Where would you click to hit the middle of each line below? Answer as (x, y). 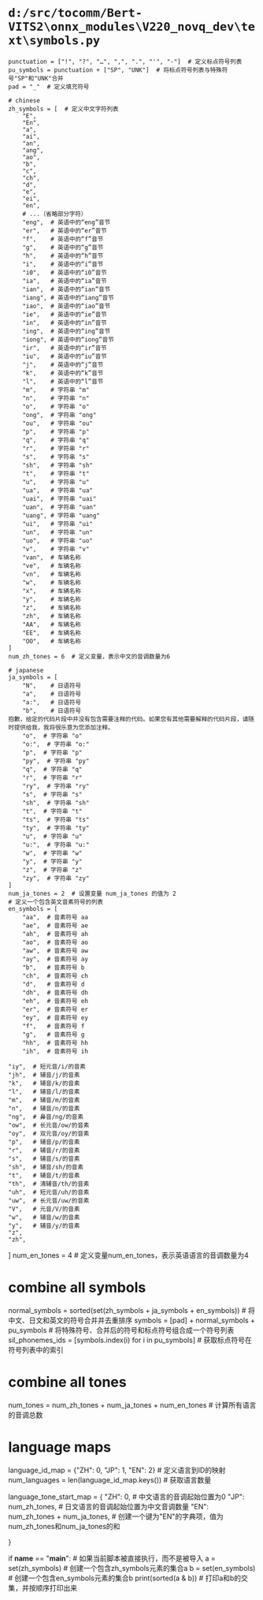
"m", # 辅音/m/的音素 (44, 1100)
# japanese (26, 670)
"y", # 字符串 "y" (52, 861)
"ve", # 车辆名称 (52, 565)
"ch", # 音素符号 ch (56, 975)
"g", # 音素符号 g (54, 1035)
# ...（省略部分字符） (55, 214)
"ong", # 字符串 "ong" (59, 415)
